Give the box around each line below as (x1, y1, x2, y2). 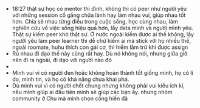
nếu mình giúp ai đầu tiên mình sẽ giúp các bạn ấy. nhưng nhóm (12, 89, 173, 95)
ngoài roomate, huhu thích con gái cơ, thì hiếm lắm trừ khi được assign (12, 43, 188, 51)
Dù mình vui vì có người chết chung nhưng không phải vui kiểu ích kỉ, (12, 82, 185, 89)
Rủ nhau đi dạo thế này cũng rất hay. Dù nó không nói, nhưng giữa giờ (12, 50, 188, 57)
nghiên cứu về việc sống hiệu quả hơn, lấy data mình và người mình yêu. (12, 24, 193, 31)
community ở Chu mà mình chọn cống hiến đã (12, 95, 128, 102)
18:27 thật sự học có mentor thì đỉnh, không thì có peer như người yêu (12, 5, 187, 12)
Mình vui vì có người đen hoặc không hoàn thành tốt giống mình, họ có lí (12, 69, 193, 76)
